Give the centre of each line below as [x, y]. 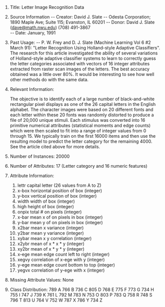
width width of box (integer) [46, 201]
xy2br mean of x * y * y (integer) [51, 249]
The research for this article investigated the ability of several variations [84, 53]
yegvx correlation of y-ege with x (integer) [61, 270]
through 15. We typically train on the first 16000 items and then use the [83, 136]
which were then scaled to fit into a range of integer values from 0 [78, 131]
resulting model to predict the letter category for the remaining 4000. [81, 141]
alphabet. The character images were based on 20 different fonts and [81, 110]
